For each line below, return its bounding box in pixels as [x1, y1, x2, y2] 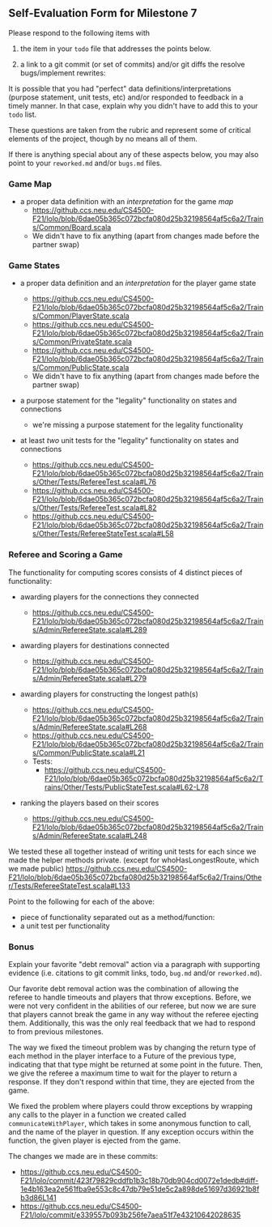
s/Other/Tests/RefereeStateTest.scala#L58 [32, 529, 174, 539]
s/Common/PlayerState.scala [32, 311, 130, 321]
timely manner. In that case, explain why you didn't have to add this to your [8, 100, 258, 110]
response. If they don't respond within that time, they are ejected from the [8, 1077, 255, 1086]
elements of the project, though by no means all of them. [8, 134, 198, 143]
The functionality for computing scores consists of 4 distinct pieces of [8, 567, 243, 577]
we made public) [8, 863, 65, 873]
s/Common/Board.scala [32, 223, 112, 232]
